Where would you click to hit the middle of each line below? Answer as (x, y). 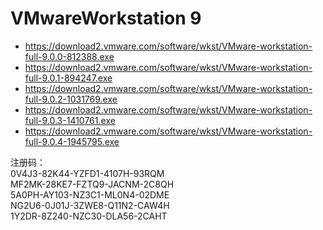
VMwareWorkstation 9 (106, 18)
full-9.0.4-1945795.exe (72, 141)
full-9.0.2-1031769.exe (71, 99)
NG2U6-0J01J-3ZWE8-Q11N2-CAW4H (90, 205)
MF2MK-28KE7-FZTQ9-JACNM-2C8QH (92, 184)
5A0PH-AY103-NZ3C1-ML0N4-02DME (90, 194)
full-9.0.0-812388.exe (69, 56)
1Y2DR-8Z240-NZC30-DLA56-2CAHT (89, 216)
